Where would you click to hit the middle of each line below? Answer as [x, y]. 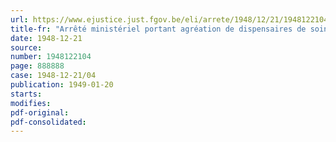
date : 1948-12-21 [46, 38]
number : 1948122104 [51, 57]
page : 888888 [37, 66]
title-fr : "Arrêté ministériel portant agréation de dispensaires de [158, 29]
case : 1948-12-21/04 [53, 76]
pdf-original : [40, 112]
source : [26, 47]
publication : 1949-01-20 [62, 85]
